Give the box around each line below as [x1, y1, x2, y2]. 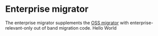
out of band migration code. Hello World [34, 25, 117, 31]
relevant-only [5, 25, 33, 31]
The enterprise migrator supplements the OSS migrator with [5, 20, 129, 26]
